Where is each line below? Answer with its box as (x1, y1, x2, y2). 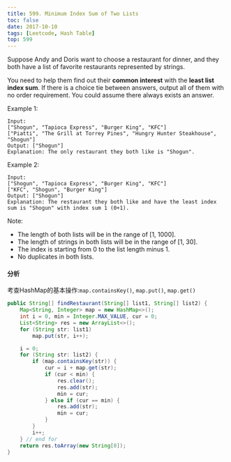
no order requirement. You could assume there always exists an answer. (7, 91, 214, 100)
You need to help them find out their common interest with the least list (7, 76, 214, 84)
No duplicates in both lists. (17, 252, 94, 261)
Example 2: (7, 161, 40, 169)
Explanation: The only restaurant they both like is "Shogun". (7, 148, 195, 155)
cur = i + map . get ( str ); (44, 364, 117, 371)
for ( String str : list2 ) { (20, 351, 98, 359)
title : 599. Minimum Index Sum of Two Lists (7, 10, 139, 17)
